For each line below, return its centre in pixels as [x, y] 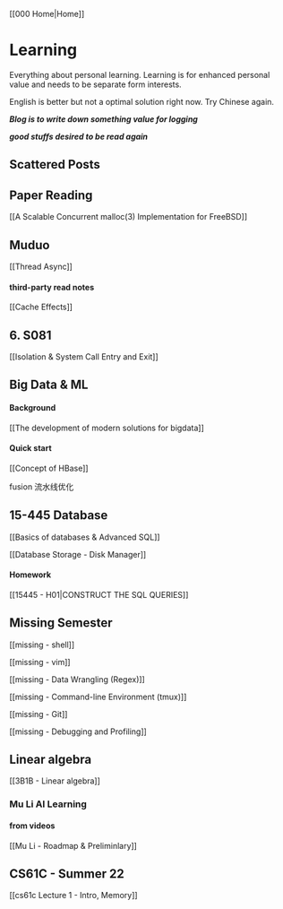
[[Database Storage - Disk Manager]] [78, 554]
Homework [30, 575]
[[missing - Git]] [39, 714]
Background [33, 407]
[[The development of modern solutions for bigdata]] [107, 428]
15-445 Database [59, 515]
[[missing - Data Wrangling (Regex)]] [77, 679]
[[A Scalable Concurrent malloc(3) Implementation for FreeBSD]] [129, 217]
